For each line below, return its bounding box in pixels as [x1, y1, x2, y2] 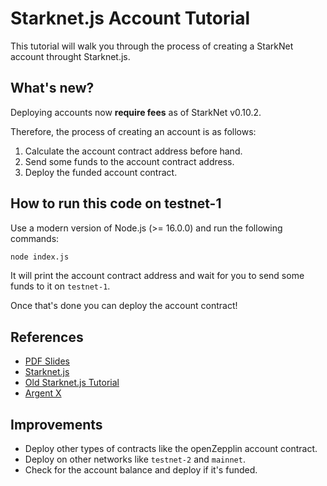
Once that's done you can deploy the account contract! [10, 300, 238, 312]
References [10, 328, 84, 346]
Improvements [10, 416, 103, 433]
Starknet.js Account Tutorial [10, 7, 250, 30]
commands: [10, 232, 60, 244]
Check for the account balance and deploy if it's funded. [24, 464, 258, 476]
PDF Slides [24, 355, 70, 367]
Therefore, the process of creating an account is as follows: [10, 125, 257, 137]
